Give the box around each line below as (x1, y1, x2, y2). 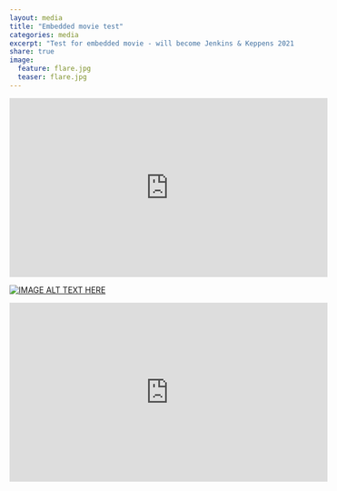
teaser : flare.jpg (17, 73, 88, 82)
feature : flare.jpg (17, 65, 92, 74)
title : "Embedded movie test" (9, 22, 124, 31)
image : (9, 55, 35, 65)
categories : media (9, 30, 79, 39)
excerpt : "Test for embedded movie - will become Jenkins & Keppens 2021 (9, 38, 295, 48)
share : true (9, 47, 55, 56)
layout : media (9, 13, 64, 23)
